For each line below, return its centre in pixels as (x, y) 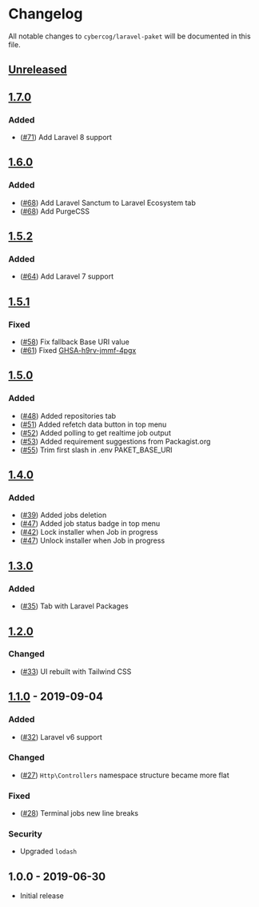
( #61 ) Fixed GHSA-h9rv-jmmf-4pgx (78, 351)
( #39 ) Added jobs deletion (63, 515)
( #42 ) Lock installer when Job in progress (89, 532)
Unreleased (38, 70)
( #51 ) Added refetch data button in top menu (93, 424)
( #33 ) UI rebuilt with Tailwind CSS (76, 671)
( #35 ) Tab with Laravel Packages (74, 606)
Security (25, 834)
